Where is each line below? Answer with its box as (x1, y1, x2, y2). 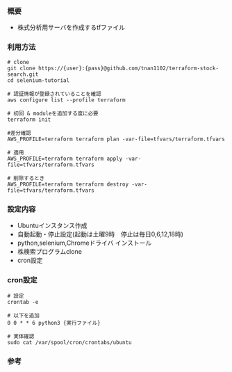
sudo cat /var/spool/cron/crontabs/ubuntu (7, 339, 132, 346)
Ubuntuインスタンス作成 (17, 221, 88, 229)
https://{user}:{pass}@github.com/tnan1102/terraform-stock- (38, 65, 219, 72)
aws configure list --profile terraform (7, 96, 126, 104)
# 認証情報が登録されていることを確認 (7, 90, 102, 97)
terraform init (7, 116, 51, 123)
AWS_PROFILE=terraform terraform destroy (7, 181, 129, 188)
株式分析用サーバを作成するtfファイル (17, 23, 126, 32)
